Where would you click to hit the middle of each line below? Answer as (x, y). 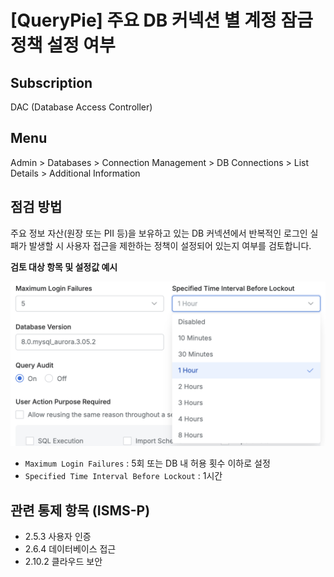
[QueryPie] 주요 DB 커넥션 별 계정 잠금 (161, 20)
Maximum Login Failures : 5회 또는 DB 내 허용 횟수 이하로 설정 (147, 463)
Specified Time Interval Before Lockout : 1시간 (123, 476)
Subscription (51, 82)
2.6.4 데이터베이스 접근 (70, 549)
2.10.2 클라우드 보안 (63, 562)
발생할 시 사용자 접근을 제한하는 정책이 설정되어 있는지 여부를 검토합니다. (170, 245)
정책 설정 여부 (63, 45)
